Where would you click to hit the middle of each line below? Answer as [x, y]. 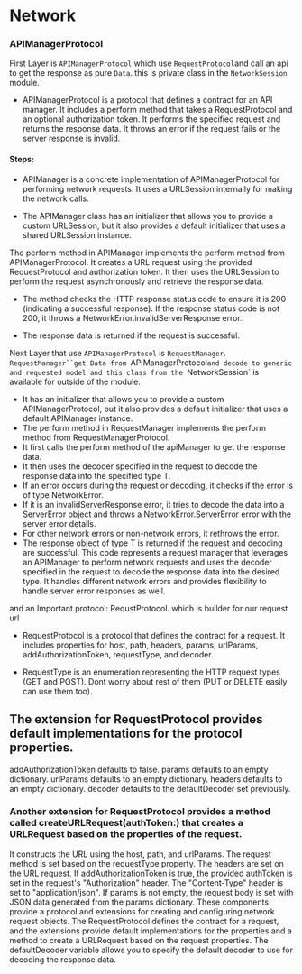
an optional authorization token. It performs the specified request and [151, 119]
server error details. [59, 523]
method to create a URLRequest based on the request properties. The [139, 940]
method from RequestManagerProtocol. [96, 437]
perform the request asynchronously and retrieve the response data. [137, 281]
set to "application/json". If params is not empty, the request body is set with [151, 892]
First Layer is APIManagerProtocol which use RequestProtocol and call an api [149, 63]
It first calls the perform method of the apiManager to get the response [154, 446]
